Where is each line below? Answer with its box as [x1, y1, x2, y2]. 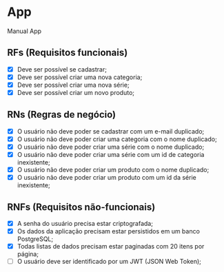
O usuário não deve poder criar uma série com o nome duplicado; [17, 143, 205, 151]
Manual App [7, 27, 42, 35]
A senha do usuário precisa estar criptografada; [17, 220, 154, 227]
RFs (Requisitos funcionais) [7, 47, 128, 59]
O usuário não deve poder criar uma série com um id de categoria [17, 151, 205, 158]
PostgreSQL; [17, 235, 54, 243]
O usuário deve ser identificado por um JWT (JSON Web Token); [17, 258, 202, 266]
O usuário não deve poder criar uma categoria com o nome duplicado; [17, 135, 217, 143]
